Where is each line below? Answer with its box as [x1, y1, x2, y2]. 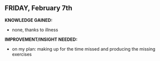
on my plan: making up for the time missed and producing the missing [11, 46, 156, 52]
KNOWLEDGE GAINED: [4, 17, 53, 23]
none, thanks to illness [11, 27, 58, 33]
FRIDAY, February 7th [4, 4, 73, 12]
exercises [11, 51, 32, 57]
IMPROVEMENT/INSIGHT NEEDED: [4, 36, 78, 42]
